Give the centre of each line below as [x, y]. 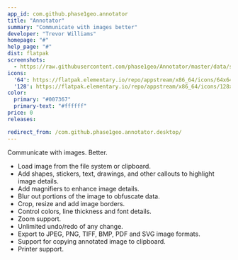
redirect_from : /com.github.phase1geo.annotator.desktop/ [95, 132]
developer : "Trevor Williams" [52, 34]
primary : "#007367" [42, 100]
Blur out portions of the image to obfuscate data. [89, 196]
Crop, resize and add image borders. [71, 203]
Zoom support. [39, 219]
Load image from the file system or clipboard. [84, 166]
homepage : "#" [28, 40]
